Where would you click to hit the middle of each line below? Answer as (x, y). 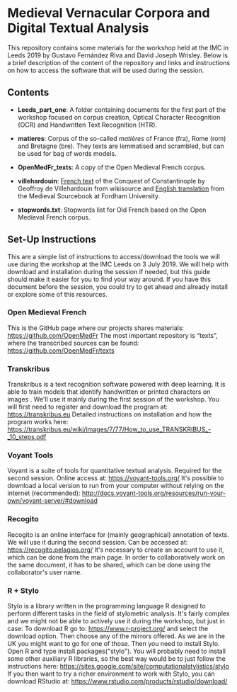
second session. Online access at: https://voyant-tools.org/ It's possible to (116, 478)
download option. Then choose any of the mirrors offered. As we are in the (116, 636)
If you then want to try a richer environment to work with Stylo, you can (111, 674)
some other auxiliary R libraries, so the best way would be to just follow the (117, 659)
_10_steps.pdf (27, 437)
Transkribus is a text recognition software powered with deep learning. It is (116, 385)
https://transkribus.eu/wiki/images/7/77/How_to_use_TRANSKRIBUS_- (109, 429)
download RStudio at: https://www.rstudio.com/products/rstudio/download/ (117, 681)
